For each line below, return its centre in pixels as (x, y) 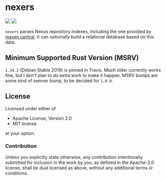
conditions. (17, 173)
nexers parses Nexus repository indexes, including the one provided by (78, 31)
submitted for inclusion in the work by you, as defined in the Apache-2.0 (79, 162)
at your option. (20, 133)
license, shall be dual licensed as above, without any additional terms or (79, 167)
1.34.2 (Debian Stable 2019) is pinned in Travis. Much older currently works (83, 70)
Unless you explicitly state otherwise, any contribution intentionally (74, 157)
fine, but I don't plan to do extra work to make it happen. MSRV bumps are (81, 75)
